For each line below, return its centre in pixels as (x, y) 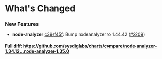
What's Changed (40, 9)
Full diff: (14, 46)
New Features (22, 24)
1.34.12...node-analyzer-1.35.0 (37, 51)
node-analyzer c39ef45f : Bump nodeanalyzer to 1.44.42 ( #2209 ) (79, 34)
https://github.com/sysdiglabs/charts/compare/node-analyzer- (90, 46)
